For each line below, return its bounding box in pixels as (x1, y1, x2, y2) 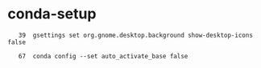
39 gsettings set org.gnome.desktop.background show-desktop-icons (18, 31, 253, 39)
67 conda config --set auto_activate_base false (18, 52, 188, 60)
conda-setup (7, 5, 97, 23)
